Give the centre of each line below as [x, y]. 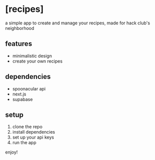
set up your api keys [33, 137]
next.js [19, 94]
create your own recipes [37, 61]
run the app [24, 143]
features [19, 44]
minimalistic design [32, 56]
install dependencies [34, 132]
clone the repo [27, 127]
